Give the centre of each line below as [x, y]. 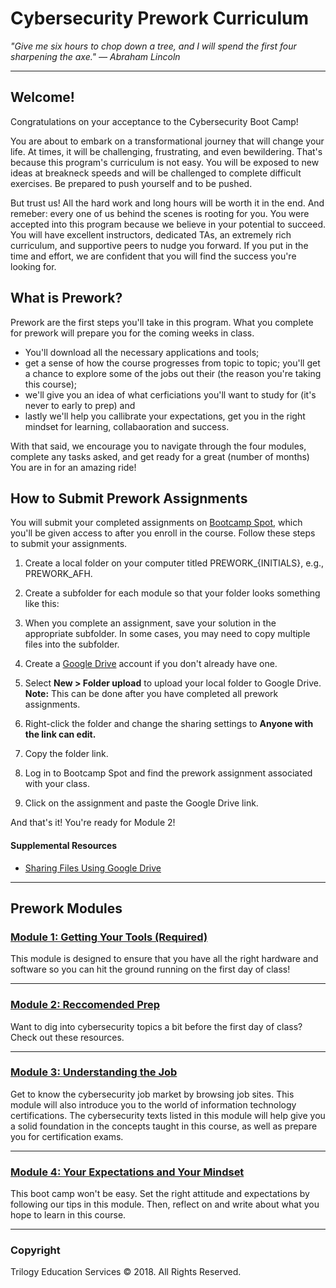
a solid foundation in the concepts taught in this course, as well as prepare [164, 1126]
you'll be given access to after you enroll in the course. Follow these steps [163, 533]
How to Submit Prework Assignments [129, 498]
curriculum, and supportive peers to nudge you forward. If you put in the [159, 245]
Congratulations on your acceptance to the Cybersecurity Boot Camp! [154, 121]
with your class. [57, 784]
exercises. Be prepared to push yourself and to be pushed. [131, 183]
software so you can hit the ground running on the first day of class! [150, 969]
